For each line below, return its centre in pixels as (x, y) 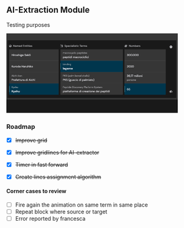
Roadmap (21, 127)
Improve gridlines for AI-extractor (57, 152)
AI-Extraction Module (48, 10)
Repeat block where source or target (61, 212)
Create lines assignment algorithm (58, 177)
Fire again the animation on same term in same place (81, 205)
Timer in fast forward (41, 164)
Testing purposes (28, 24)
